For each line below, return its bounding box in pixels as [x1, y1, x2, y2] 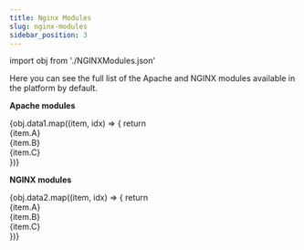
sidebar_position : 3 [9, 30, 89, 39]
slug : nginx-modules [9, 22, 89, 31]
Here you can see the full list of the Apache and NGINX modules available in [9, 73, 296, 84]
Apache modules [9, 100, 76, 111]
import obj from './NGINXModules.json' [9, 56, 156, 67]
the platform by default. [9, 83, 99, 94]
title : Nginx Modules [9, 13, 92, 23]
